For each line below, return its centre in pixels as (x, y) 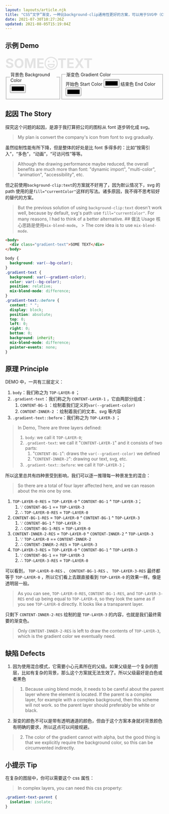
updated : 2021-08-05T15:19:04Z (38, 24)
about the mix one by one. (45, 491)
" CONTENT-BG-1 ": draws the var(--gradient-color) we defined (96, 454)
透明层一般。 (18, 584)
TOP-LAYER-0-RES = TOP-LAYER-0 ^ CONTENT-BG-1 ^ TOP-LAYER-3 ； (77, 502)
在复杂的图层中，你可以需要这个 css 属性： (50, 778)
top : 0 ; (18, 319)
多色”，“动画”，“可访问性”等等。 (52, 153)
